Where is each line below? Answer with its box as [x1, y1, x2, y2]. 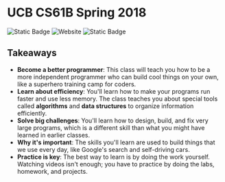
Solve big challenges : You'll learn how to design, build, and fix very [16, 116, 209, 125]
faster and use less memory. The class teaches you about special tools [16, 94, 218, 103]
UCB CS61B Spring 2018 [7, 5, 147, 21]
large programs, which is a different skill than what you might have [16, 123, 205, 131]
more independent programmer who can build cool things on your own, [16, 73, 220, 81]
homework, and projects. [16, 167, 88, 175]
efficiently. [16, 109, 47, 117]
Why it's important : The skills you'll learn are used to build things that [16, 138, 215, 146]
